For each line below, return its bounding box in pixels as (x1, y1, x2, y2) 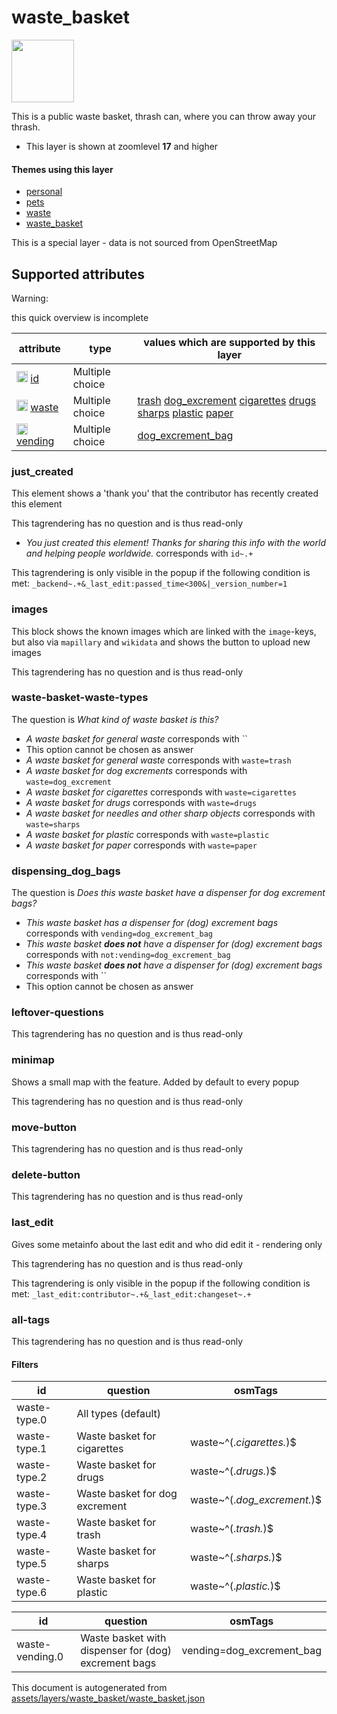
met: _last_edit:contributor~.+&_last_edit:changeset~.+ (11, 1287, 252, 1300)
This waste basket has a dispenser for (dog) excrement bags (25, 917, 279, 929)
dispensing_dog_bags (11, 864, 121, 878)
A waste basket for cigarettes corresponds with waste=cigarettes (25, 786, 297, 798)
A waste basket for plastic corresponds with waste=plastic (25, 828, 270, 840)
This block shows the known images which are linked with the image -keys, (11, 625, 317, 637)
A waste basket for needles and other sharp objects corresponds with (25, 807, 316, 819)
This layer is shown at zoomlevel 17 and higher (25, 140, 219, 152)
